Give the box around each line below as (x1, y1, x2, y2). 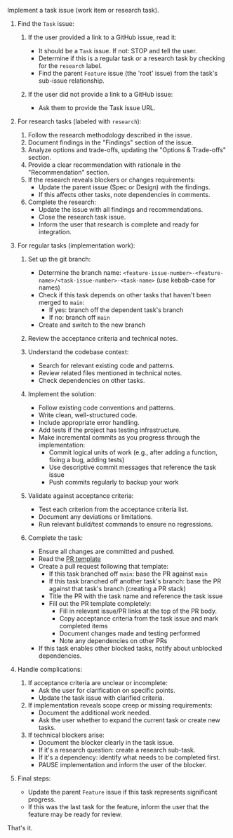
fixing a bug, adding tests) (48, 456, 125, 464)
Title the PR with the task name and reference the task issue (48, 592, 223, 600)
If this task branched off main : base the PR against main (48, 569, 208, 578)
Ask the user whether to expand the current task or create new (38, 716, 221, 724)
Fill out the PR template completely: (48, 600, 152, 607)
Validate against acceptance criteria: (27, 492, 134, 500)
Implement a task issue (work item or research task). (7, 6, 159, 14)
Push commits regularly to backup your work (48, 478, 179, 486)
